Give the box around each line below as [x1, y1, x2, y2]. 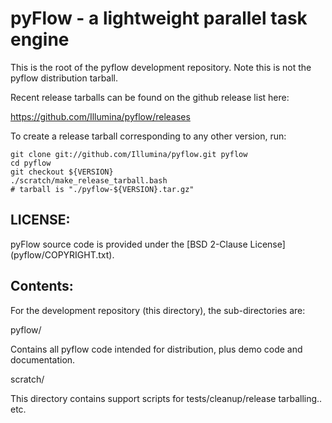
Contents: [10, 278, 74, 295]
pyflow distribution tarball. [10, 72, 119, 84]
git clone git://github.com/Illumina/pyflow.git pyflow [10, 149, 248, 159]
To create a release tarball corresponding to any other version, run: [10, 130, 287, 142]
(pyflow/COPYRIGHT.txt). [10, 248, 115, 261]
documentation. [10, 353, 76, 366]
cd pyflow [10, 158, 52, 168]
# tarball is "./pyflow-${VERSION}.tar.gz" [10, 184, 195, 194]
